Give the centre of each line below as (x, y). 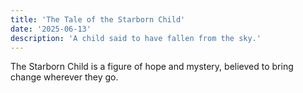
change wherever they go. (64, 77)
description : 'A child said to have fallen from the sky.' (136, 38)
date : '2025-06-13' (51, 29)
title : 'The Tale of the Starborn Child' (98, 19)
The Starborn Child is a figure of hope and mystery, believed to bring (152, 67)
